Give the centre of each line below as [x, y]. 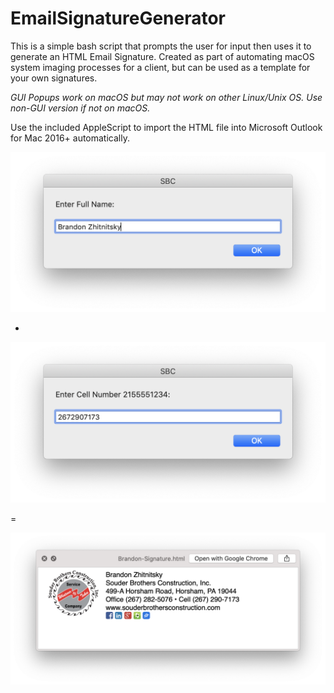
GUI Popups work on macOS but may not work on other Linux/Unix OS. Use [166, 97]
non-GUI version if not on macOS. [80, 108]
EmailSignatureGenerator [118, 18]
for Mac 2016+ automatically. [70, 138]
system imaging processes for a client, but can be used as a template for [160, 67]
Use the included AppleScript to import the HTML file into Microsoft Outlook [166, 127]
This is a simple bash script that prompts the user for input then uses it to [161, 46]
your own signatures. [54, 78]
